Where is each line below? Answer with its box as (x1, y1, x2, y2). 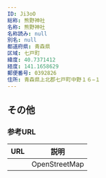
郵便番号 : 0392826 (7, 69, 58, 76)
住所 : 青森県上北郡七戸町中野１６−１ (7, 76, 100, 83)
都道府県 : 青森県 (7, 43, 51, 50)
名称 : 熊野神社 (7, 23, 46, 30)
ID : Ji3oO (7, 10, 37, 18)
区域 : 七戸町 (7, 50, 40, 57)
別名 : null (7, 37, 37, 44)
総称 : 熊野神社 (7, 17, 46, 24)
